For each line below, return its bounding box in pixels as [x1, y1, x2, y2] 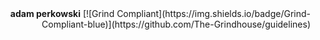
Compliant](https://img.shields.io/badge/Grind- [116, 8, 311, 19]
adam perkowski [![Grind [9, 8, 115, 19]
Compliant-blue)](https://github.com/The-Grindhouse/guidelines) [41, 18, 311, 30]
